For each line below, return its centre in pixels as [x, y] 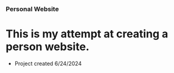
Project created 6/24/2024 [48, 63]
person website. [47, 47]
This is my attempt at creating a [87, 34]
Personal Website [32, 9]
